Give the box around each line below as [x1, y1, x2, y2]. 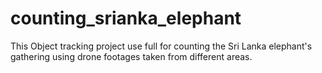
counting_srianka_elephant [10, 7, 242, 30]
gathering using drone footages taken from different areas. [10, 50, 253, 62]
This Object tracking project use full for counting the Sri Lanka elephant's [10, 40, 313, 52]
